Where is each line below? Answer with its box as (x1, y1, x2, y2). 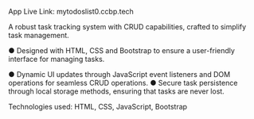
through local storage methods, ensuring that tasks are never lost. (8, 86, 225, 96)
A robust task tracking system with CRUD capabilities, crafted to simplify (8, 22, 247, 31)
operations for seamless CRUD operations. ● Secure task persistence (8, 79, 238, 87)
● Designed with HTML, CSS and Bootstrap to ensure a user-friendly (8, 46, 235, 55)
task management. (8, 31, 69, 40)
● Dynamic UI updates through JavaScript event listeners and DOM (8, 70, 231, 79)
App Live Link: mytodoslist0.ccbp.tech (8, 7, 134, 16)
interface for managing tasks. (8, 55, 105, 63)
